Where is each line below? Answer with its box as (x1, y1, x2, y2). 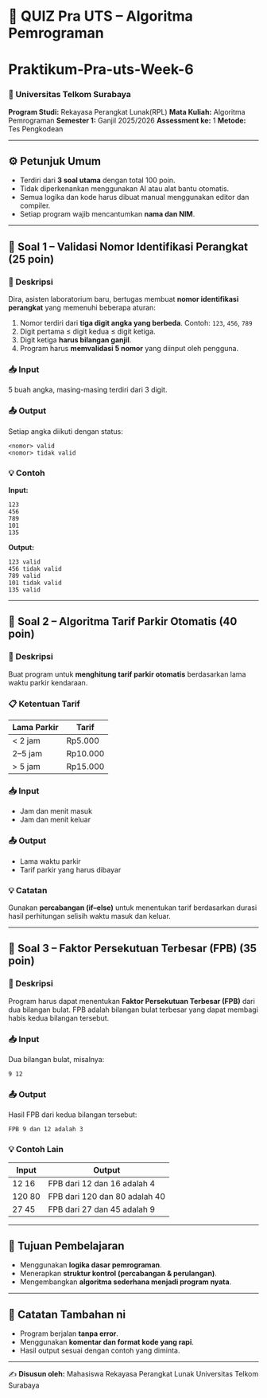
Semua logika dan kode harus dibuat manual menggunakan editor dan (19, 193, 250, 202)
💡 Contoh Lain (8, 1144, 64, 1155)
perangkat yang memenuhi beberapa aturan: (8, 303, 157, 313)
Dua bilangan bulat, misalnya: (8, 1054, 105, 1064)
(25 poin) (8, 252, 54, 266)
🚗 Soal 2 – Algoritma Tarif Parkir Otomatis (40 (8, 615, 238, 628)
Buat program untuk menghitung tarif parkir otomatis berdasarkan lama (8, 669, 246, 679)
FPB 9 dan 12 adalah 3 (8, 1126, 83, 1134)
